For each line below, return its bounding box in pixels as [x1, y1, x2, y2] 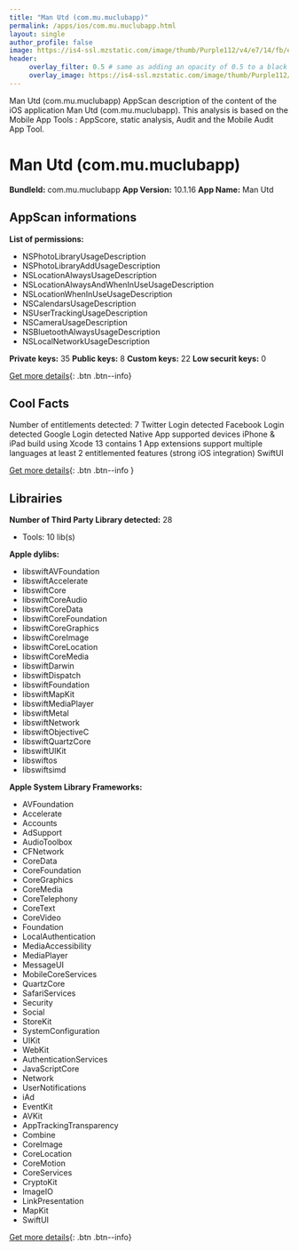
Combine [21, 1130, 56, 1141]
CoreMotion [21, 1158, 67, 1169]
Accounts [21, 818, 58, 829]
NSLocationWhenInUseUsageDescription [21, 288, 173, 299]
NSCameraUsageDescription [21, 317, 129, 327]
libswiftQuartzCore [21, 736, 91, 747]
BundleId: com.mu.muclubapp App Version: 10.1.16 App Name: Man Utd [9, 184, 274, 195]
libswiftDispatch [21, 670, 82, 681]
